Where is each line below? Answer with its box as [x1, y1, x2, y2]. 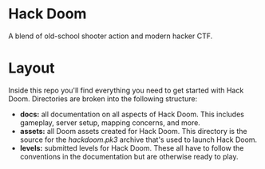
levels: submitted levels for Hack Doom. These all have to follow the [19, 143, 244, 152]
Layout [8, 59, 55, 77]
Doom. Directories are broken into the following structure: [8, 93, 198, 104]
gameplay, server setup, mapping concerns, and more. [19, 117, 201, 128]
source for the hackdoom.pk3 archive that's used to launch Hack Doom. [19, 135, 258, 144]
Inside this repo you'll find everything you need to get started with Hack [8, 85, 244, 95]
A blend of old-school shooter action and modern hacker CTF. [8, 31, 213, 41]
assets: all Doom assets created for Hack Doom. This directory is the [19, 126, 247, 136]
